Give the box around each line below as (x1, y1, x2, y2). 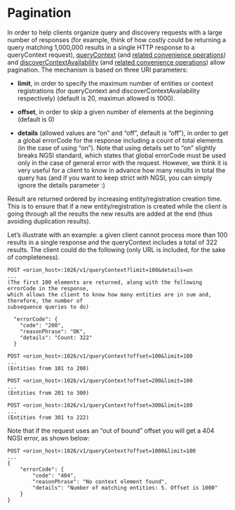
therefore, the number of (7, 297, 83, 304)
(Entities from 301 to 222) (7, 414, 90, 421)
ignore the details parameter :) (17, 181, 105, 189)
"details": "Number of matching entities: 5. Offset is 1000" (32, 484, 218, 491)
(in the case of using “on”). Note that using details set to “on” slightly (17, 143, 216, 152)
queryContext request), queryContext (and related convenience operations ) (7, 51, 227, 59)
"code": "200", (20, 322, 65, 329)
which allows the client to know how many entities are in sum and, (7, 291, 212, 298)
